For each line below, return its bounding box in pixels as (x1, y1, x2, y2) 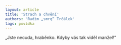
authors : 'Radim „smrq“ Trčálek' (5, 16, 75, 21)
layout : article (5, 7, 39, 12)
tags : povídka (5, 21, 35, 26)
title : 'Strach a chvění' (5, 12, 59, 17)
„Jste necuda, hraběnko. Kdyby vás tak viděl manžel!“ (5, 35, 116, 41)
